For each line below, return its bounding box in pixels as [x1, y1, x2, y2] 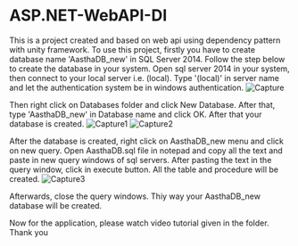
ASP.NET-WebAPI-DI [9, 5, 168, 26]
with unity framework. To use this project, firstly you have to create [9, 44, 256, 54]
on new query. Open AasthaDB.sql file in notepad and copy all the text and [9, 144, 283, 156]
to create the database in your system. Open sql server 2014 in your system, [9, 63, 290, 74]
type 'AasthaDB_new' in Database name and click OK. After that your [9, 109, 262, 119]
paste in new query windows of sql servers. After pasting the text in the [9, 154, 272, 165]
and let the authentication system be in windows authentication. [9, 82, 244, 93]
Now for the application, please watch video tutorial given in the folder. [9, 217, 269, 228]
